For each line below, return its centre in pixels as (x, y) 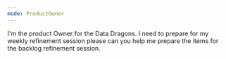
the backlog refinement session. (54, 48)
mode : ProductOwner (36, 14)
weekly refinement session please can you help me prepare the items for (113, 41)
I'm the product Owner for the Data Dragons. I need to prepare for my (108, 33)
